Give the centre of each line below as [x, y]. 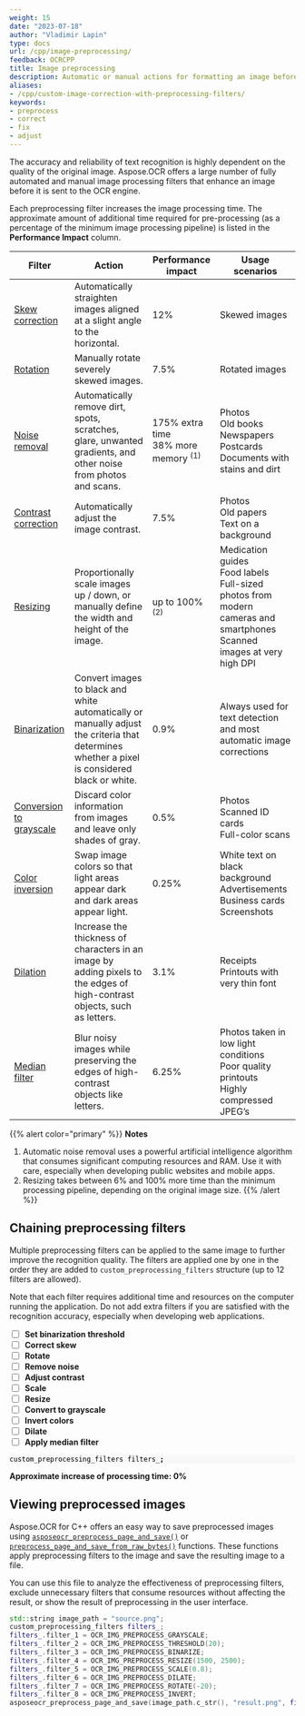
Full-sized [241, 584]
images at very [251, 652]
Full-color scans [255, 834]
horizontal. [97, 343]
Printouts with [249, 971]
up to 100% [178, 602]
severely [92, 369]
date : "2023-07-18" [46, 26]
